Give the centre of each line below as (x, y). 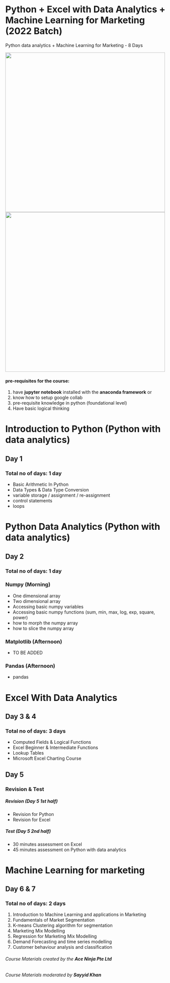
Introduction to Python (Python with (83, 429)
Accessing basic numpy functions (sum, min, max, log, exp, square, (84, 612)
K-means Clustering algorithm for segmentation (63, 925)
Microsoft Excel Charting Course (47, 758)
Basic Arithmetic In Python (41, 484)
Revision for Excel (31, 820)
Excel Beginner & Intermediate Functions (55, 747)
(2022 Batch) (34, 31)
